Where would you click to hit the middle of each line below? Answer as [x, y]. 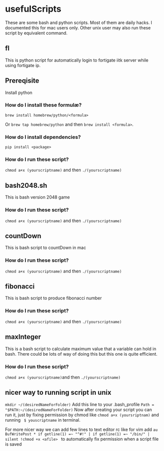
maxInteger [23, 337]
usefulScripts [33, 9]
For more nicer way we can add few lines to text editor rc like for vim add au [82, 429]
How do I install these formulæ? [43, 105]
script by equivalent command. [36, 33]
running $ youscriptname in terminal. [43, 420]
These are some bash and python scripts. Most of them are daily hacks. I [79, 23]
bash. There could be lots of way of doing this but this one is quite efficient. [81, 354]
